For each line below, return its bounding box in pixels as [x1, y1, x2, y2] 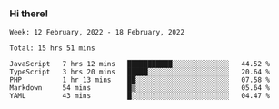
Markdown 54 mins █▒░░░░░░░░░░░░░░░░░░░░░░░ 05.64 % [9, 84, 271, 93]
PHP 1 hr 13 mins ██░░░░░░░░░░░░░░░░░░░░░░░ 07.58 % [9, 75, 271, 84]
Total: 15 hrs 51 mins [9, 44, 95, 53]
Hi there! [9, 7, 49, 20]
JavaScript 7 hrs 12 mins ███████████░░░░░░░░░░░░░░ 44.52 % [9, 60, 271, 69]
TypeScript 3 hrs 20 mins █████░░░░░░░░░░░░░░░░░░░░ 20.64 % [9, 67, 271, 77]
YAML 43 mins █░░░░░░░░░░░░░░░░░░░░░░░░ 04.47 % [9, 92, 271, 101]
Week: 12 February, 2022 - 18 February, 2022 [9, 28, 184, 37]
